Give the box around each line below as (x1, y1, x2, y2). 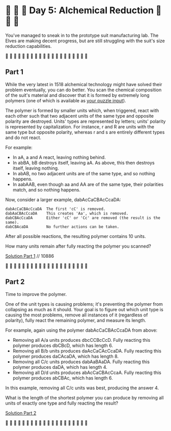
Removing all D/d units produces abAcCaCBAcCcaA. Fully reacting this (12, 369, 161, 375)
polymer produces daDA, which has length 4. (12, 364, 108, 370)
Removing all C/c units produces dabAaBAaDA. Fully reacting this (12, 359, 150, 365)
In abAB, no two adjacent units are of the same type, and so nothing (12, 170, 155, 176)
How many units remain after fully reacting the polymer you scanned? (5, 243, 151, 249)
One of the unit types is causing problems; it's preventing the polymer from (5, 301, 163, 307)
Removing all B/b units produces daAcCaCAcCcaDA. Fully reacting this (12, 347, 162, 354)
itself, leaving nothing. (12, 165, 60, 171)
